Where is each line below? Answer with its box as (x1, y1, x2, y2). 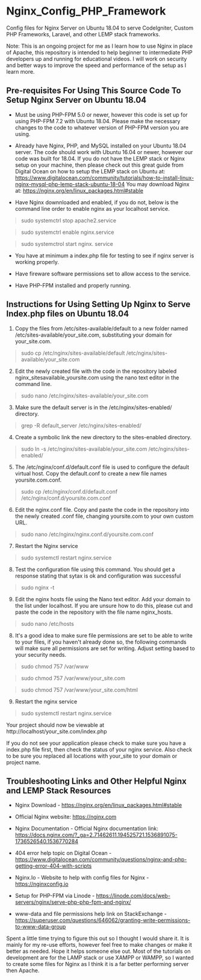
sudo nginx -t (20, 584, 55, 591)
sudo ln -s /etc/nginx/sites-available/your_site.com (20, 445, 147, 453)
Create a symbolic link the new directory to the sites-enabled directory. (14, 433, 191, 440)
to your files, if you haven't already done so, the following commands (14, 638, 187, 645)
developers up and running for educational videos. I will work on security (6, 55, 187, 62)
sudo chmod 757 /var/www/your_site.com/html (20, 686, 138, 693)
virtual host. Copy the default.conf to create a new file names (14, 469, 167, 477)
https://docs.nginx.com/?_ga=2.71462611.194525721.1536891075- (14, 831, 178, 839)
